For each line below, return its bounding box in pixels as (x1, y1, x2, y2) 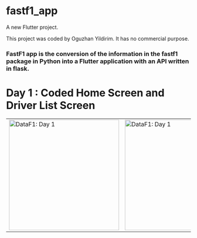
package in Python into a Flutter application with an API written (6, 57, 189, 65)
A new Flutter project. (6, 24, 59, 31)
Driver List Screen (6, 99, 96, 113)
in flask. (6, 64, 30, 72)
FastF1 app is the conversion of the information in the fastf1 (6, 49, 178, 58)
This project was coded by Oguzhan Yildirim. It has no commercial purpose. (6, 35, 189, 42)
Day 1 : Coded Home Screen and (6, 87, 165, 100)
